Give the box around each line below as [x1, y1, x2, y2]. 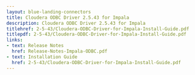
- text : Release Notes [6, 43, 64, 49]
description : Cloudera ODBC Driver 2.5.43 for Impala [6, 20, 146, 26]
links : [6, 37, 23, 43]
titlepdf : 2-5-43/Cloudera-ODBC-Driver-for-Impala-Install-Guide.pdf [6, 31, 187, 37]
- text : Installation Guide [6, 54, 78, 60]
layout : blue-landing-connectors [6, 8, 91, 15]
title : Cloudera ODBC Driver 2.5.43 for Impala [6, 15, 130, 21]
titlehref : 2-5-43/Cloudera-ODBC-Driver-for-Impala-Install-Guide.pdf [6, 25, 190, 32]
